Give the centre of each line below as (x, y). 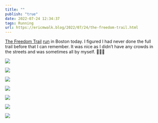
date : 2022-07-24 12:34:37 (32, 18)
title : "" (15, 9)
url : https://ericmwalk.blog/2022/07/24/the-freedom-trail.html (72, 28)
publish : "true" (21, 14)
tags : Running (20, 23)
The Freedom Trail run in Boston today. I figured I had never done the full (78, 41)
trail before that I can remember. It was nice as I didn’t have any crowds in (79, 47)
